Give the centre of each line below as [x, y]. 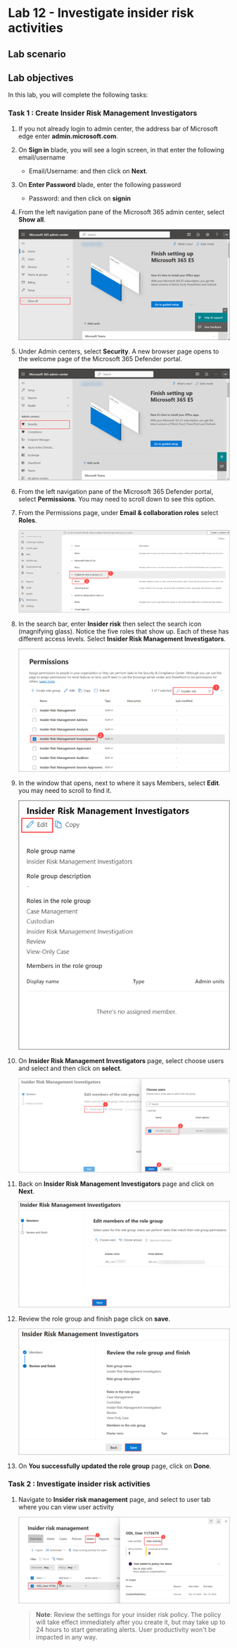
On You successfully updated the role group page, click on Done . [115, 1466]
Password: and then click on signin [79, 198]
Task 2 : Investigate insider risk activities [79, 1484]
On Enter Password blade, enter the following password [100, 184]
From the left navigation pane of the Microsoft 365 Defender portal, [116, 491]
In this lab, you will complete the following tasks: [78, 95]
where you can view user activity [66, 1507]
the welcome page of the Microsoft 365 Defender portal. [100, 359]
